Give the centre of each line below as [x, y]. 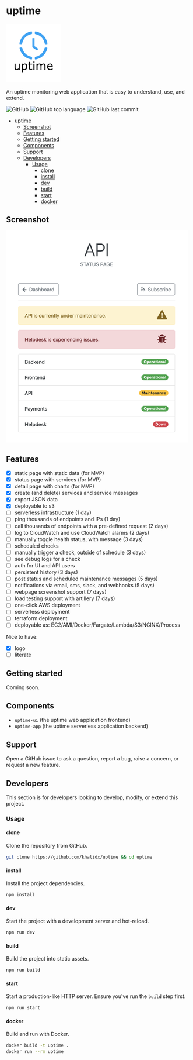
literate [23, 655]
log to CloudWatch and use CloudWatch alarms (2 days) [82, 532]
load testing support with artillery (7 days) [65, 598]
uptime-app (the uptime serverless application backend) [81, 726]
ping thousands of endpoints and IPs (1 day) [67, 519]
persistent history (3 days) [46, 572]
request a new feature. [33, 765]
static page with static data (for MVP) [59, 473]
